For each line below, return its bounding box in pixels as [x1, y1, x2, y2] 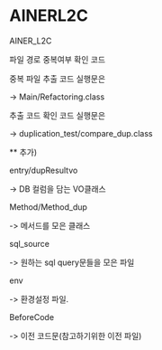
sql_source [9, 238, 49, 249]
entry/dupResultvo [9, 165, 78, 175]
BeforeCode [9, 311, 55, 322]
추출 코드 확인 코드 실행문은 [9, 109, 106, 120]
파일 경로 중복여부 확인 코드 [9, 53, 106, 64]
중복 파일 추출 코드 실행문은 [9, 73, 106, 84]
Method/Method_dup [9, 201, 88, 213]
